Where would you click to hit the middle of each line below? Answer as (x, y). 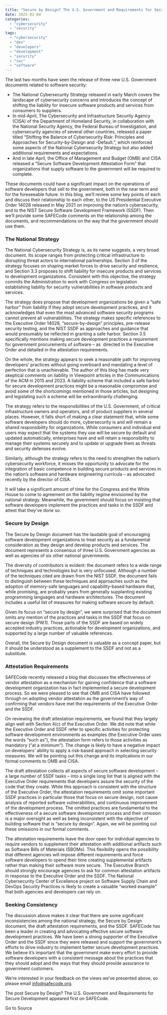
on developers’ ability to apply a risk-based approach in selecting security (81, 751)
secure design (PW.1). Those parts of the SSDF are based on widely (74, 622)
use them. (15, 226)
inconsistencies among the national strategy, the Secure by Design (74, 921)
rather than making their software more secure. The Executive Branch (77, 865)
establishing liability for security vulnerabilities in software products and (79, 287)
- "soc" (18, 61)
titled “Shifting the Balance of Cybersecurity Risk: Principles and (78, 137)
